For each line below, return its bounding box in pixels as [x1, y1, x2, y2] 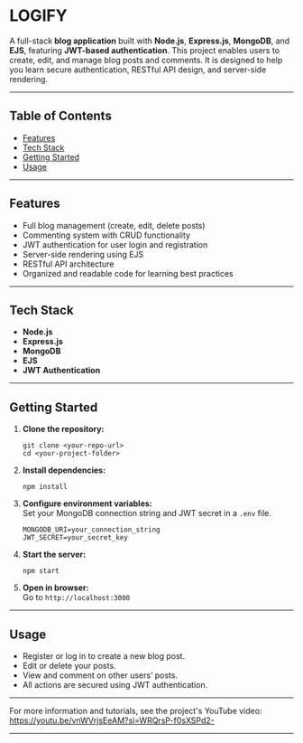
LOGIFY [9, 5, 68, 26]
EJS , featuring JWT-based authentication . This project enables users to [9, 44, 280, 55]
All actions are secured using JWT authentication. [22, 680, 208, 690]
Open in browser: [22, 582, 89, 593]
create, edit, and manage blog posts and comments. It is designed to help [9, 54, 283, 65]
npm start [22, 567, 60, 576]
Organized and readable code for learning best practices [22, 268, 234, 278]
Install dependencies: [22, 465, 106, 475]
